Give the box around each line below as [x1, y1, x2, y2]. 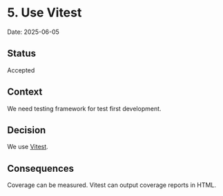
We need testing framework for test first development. [7, 104, 162, 112]
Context [7, 86, 43, 98]
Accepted [7, 66, 35, 74]
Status [7, 48, 37, 59]
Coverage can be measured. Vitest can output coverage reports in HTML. [7, 181, 216, 189]
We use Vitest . [7, 143, 48, 151]
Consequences [7, 162, 75, 174]
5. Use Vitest [7, 5, 82, 21]
